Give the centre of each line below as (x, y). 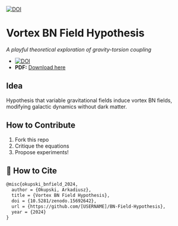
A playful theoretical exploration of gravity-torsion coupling (79, 49)
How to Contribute (41, 125)
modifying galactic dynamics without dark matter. (67, 106)
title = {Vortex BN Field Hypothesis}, (61, 196)
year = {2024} (29, 212)
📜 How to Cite (32, 171)
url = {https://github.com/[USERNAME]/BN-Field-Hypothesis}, (89, 206)
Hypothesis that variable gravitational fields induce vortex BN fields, (89, 100)
